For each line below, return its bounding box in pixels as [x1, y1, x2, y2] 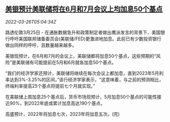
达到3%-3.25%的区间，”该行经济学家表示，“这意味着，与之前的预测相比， [9, 76, 164, 83]
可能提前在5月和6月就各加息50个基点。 [34, 59, 117, 65]
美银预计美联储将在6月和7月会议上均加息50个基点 [5, 5, 163, 14]
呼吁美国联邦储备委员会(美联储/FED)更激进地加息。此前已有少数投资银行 [9, 35, 162, 42]
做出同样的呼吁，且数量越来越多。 [5, 42, 77, 48]
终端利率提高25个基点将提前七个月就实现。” [5, 83, 96, 89]
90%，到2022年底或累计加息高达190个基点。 [9, 100, 105, 106]
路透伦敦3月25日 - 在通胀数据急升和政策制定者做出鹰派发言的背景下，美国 [5, 29, 161, 35]
